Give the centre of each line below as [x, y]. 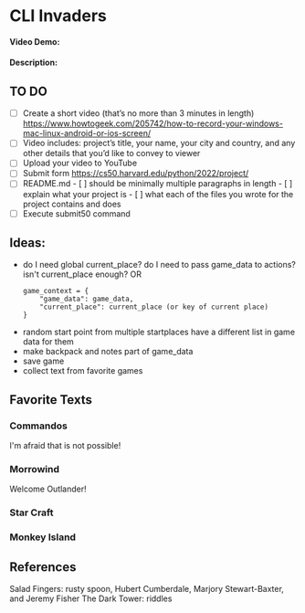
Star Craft [32, 513]
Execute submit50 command [76, 213]
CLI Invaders [58, 16]
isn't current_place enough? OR [82, 274]
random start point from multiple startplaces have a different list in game [158, 332]
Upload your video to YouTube [80, 163]
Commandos [39, 426]
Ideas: [27, 243]
